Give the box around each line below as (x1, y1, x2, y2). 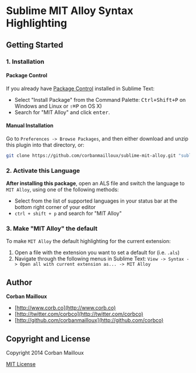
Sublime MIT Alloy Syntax (6, 4, 134, 18)
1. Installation (6, 57, 45, 66)
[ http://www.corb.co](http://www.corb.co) (14, 304, 116, 312)
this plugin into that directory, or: (6, 141, 85, 148)
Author (6, 277, 32, 288)
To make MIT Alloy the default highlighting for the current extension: (6, 238, 171, 245)
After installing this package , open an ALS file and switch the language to (6, 180, 185, 187)
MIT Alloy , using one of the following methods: (6, 186, 119, 193)
